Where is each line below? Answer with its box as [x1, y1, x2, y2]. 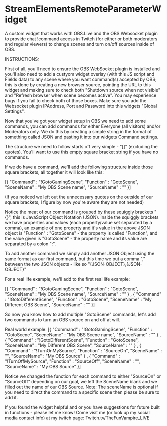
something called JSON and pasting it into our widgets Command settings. [5, 134, 159, 140]
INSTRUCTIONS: [5, 56, 39, 62]
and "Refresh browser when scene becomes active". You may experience [5, 92, 157, 98]
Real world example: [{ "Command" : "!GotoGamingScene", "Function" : [5, 326, 152, 332]
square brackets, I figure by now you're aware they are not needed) [5, 199, 144, 205]
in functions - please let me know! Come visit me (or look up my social [5, 409, 150, 415]
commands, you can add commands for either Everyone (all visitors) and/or [5, 123, 161, 129]
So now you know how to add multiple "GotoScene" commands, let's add [5, 311, 156, 317]
